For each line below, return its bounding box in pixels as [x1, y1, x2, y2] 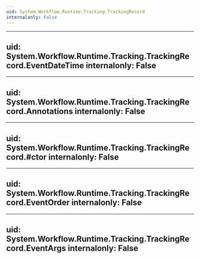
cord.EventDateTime [6, 60, 85, 70]
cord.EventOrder [6, 198, 70, 208]
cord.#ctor [6, 152, 47, 162]
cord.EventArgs [6, 244, 67, 254]
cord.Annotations [6, 106, 73, 116]
